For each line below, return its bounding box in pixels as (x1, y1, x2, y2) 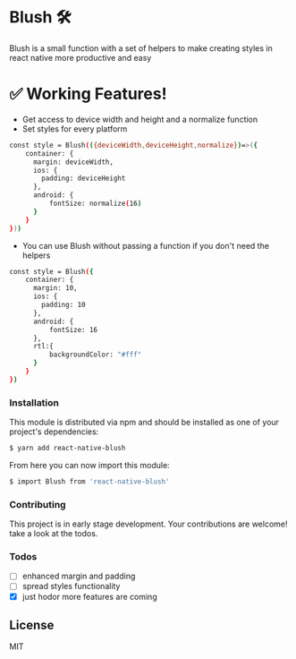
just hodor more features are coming (21, 591, 158, 602)
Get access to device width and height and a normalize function (21, 114, 258, 124)
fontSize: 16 (48, 325, 98, 334)
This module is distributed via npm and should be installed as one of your (9, 417, 280, 428)
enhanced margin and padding (21, 570, 136, 582)
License (9, 617, 55, 632)
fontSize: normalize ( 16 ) (48, 199, 142, 208)
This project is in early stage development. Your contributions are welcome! (9, 518, 288, 529)
